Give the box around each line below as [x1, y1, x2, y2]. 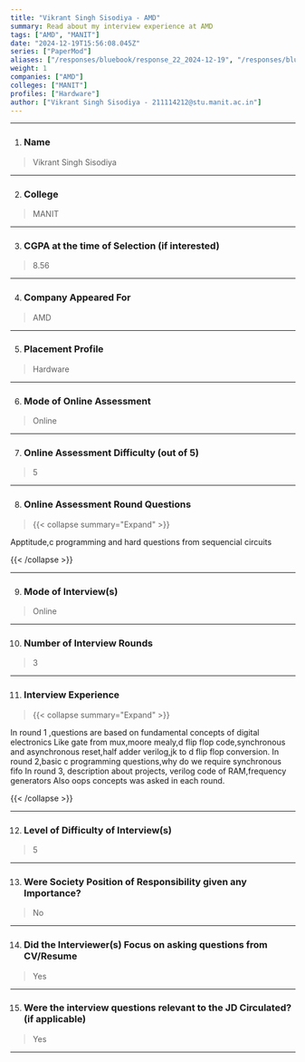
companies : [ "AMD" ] [10, 73, 84, 82]
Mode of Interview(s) [23, 585, 119, 598]
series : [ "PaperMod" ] [10, 47, 92, 56]
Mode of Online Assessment [23, 395, 152, 407]
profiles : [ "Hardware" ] [10, 89, 100, 98]
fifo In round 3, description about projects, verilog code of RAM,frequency [10, 765, 287, 776]
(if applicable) [23, 1013, 87, 1026]
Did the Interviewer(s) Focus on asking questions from [23, 939, 268, 951]
